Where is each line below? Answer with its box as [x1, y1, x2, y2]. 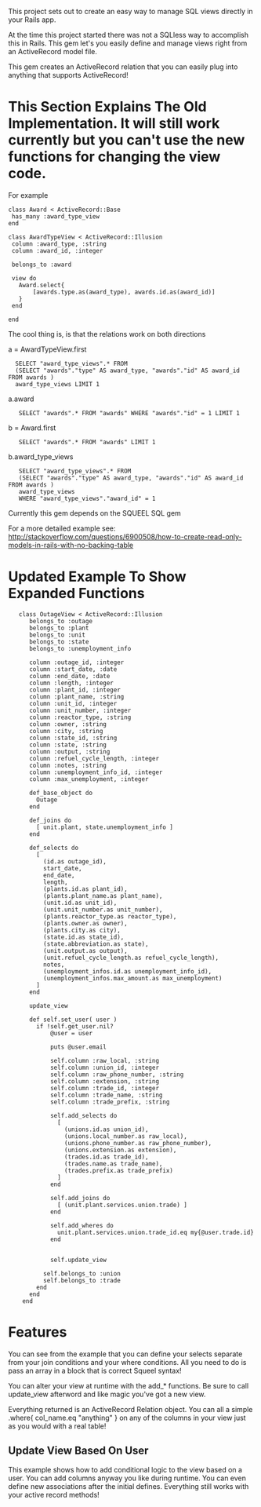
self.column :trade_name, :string [49, 1091, 163, 1099]
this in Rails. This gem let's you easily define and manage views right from [8, 38, 248, 48]
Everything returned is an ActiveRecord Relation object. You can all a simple [8, 1404, 253, 1414]
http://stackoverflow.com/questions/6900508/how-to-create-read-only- [8, 531, 242, 541]
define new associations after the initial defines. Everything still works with [8, 1481, 249, 1491]
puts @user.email [49, 1043, 107, 1051]
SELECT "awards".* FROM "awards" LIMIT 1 [18, 438, 156, 446]
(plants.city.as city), [42, 926, 121, 934]
